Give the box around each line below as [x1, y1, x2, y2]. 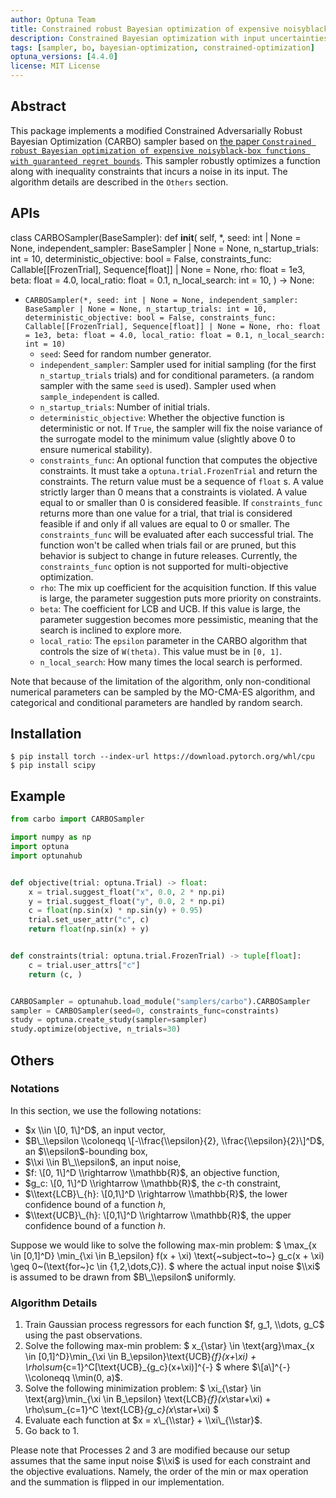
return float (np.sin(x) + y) [28, 924, 150, 935]
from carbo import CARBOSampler [10, 814, 145, 825]
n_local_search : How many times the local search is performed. [39, 656, 303, 668]
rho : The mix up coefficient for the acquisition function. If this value [39, 581, 317, 593]
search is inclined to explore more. [39, 624, 183, 636]
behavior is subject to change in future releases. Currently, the [39, 549, 298, 561]
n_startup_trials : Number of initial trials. [39, 401, 210, 413]
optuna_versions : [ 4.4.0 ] [10, 52, 118, 62]
